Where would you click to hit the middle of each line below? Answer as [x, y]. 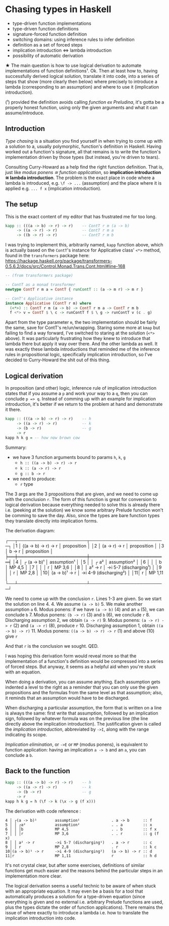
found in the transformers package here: [47, 256]
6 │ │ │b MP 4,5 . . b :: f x [81, 829]
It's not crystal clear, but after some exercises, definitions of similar [75, 865]
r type [27, 484]
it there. [13, 410]
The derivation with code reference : [43, 811]
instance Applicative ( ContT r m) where [48, 303]
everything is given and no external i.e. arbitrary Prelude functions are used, [84, 902]
